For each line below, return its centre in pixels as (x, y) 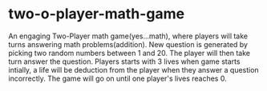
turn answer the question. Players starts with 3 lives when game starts (124, 61)
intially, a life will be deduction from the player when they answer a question (133, 69)
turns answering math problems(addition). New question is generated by (128, 44)
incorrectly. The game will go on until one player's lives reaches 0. (117, 78)
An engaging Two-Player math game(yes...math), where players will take (128, 36)
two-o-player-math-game (97, 14)
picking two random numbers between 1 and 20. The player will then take (129, 53)
